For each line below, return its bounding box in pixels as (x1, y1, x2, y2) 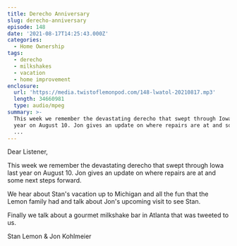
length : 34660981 (13, 96, 65, 103)
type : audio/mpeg (13, 102, 65, 109)
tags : (7, 50, 23, 57)
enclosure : (7, 82, 39, 90)
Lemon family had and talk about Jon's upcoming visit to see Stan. (7, 197, 201, 206)
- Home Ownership (13, 43, 65, 50)
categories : (7, 37, 42, 44)
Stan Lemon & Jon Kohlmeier (7, 232, 92, 240)
